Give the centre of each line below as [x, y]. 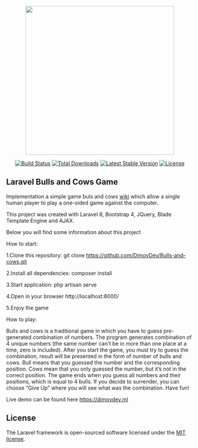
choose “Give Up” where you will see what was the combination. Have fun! [98, 388]
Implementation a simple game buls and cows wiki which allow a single [93, 196]
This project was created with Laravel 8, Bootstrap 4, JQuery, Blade [89, 214]
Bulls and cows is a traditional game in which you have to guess [84, 331]
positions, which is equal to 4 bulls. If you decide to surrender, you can [93, 381]
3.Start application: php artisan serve [51, 284]
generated [19, 337]
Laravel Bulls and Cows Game [62, 182]
